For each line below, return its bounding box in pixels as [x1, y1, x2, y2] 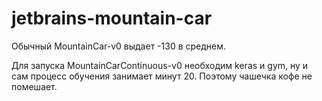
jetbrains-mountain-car [11, 7, 213, 30]
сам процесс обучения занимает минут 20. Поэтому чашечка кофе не [11, 70, 313, 82]
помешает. [11, 80, 58, 92]
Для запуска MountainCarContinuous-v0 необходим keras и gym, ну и [11, 59, 309, 71]
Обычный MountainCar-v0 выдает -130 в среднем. [11, 40, 227, 52]
